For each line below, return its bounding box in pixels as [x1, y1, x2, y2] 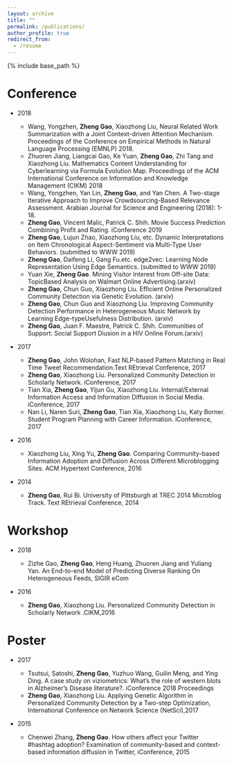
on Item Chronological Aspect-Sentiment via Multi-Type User [27, 240, 202, 249]
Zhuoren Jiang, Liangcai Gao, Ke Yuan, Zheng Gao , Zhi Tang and [27, 151, 213, 160]
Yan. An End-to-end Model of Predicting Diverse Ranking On [27, 566, 201, 575]
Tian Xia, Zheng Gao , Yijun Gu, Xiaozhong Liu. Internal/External [27, 385, 209, 393]
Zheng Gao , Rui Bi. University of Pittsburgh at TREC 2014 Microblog [27, 491, 222, 499]
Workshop [7, 523, 69, 539]
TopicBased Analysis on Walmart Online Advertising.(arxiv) [27, 277, 196, 286]
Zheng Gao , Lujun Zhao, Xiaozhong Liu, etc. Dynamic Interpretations [27, 233, 224, 241]
